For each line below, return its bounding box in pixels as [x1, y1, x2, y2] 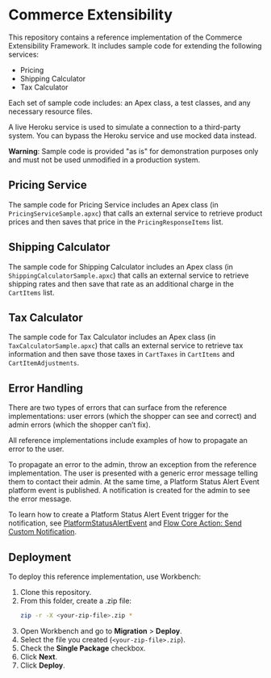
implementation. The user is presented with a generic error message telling [8, 468, 258, 478]
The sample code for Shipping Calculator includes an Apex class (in [8, 262, 234, 271]
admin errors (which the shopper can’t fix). [8, 420, 151, 429]
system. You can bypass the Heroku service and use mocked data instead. [8, 131, 256, 140]
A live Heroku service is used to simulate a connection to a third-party [8, 122, 241, 132]
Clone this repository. [19, 588, 92, 596]
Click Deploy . [19, 660, 66, 670]
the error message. [8, 494, 73, 504]
